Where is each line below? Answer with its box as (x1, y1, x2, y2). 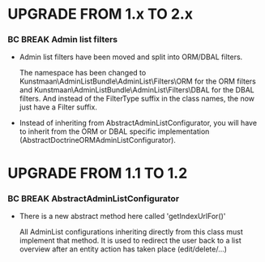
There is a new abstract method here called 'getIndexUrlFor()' (19, 211, 226, 221)
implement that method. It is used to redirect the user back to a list (19, 235, 241, 245)
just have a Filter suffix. (19, 102, 98, 112)
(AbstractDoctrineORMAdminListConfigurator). (19, 135, 176, 145)
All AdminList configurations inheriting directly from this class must (19, 226, 244, 236)
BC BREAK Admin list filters (7, 34, 118, 45)
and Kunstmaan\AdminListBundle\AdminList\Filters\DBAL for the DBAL (19, 85, 254, 95)
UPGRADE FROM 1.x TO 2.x (7, 5, 194, 24)
